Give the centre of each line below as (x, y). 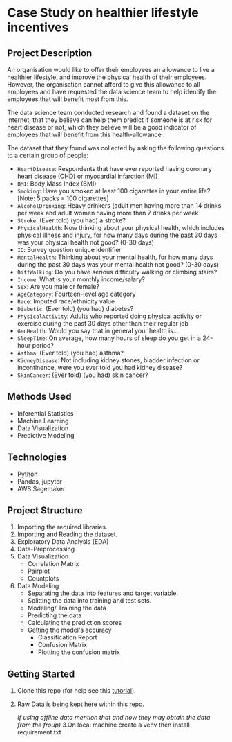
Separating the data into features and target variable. (103, 593)
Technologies (37, 458)
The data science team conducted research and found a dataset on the (108, 113)
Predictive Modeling (46, 435)
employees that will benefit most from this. (68, 99)
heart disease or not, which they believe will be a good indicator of (102, 127)
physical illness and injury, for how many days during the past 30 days (117, 235)
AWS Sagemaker (41, 488)
